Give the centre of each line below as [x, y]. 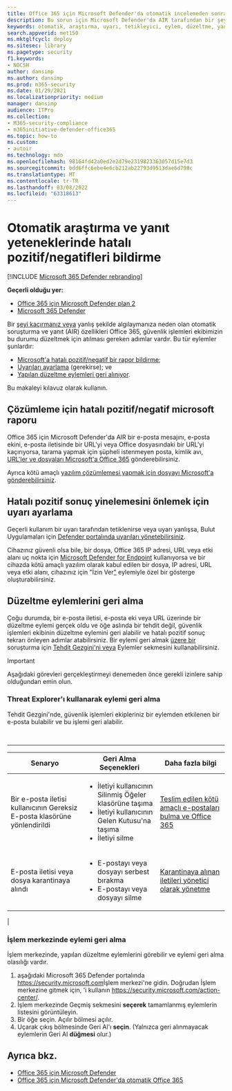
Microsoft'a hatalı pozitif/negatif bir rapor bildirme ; [89, 360]
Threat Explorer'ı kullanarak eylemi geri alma [84, 699]
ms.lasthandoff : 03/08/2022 [48, 188]
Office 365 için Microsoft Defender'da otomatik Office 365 [100, 1080]
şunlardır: [21, 346]
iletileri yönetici [184, 880]
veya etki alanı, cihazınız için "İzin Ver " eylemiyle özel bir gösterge [101, 572]
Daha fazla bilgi [191, 763]
